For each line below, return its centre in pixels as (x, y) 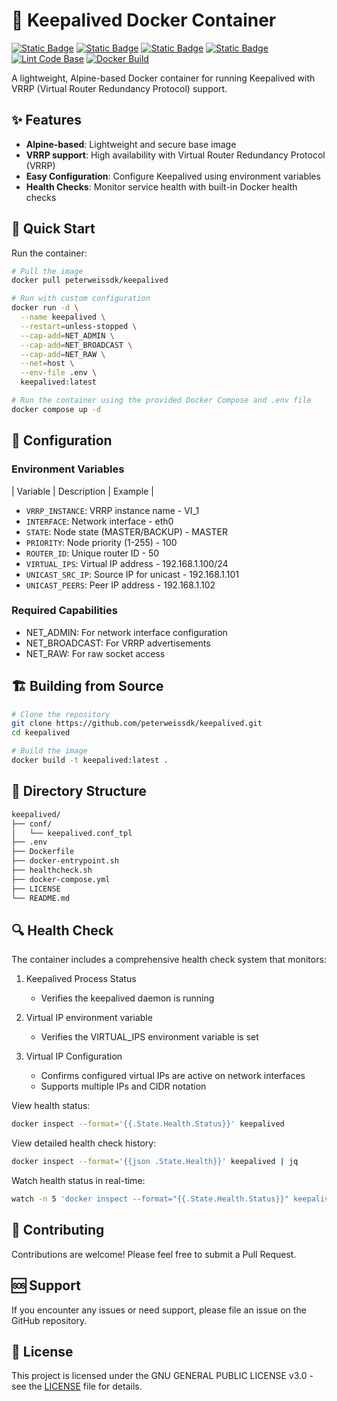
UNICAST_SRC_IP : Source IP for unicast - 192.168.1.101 (132, 574)
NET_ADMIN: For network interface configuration (126, 632)
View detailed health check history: (84, 1143)
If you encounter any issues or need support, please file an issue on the (159, 1310)
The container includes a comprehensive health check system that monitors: (169, 960)
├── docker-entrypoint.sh (65, 861)
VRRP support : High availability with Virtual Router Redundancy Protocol (175, 155)
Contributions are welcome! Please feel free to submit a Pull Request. (154, 1254)
